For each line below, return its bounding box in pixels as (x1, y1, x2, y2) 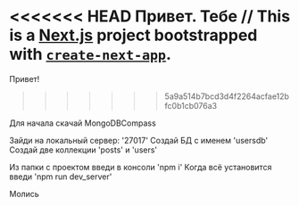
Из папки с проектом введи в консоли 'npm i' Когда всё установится (9, 161, 272, 172)
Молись (9, 188, 40, 199)
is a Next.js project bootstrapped (9, 25, 258, 45)
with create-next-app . (9, 45, 172, 64)
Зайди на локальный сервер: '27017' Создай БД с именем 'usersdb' (9, 135, 269, 145)
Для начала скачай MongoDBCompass (9, 118, 156, 128)
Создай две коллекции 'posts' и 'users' (9, 144, 158, 155)
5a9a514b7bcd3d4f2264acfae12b (164, 91, 290, 102)
